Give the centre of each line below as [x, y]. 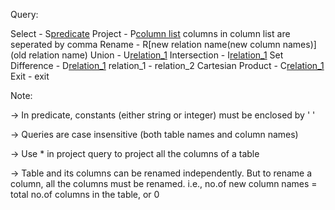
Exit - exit [30, 76]
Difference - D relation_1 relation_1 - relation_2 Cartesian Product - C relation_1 [167, 65]
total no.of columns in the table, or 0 [85, 194]
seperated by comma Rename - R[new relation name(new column [145, 44]
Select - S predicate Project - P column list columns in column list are [150, 33]
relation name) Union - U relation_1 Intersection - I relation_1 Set [156, 55]
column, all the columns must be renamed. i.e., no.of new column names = [164, 183]
